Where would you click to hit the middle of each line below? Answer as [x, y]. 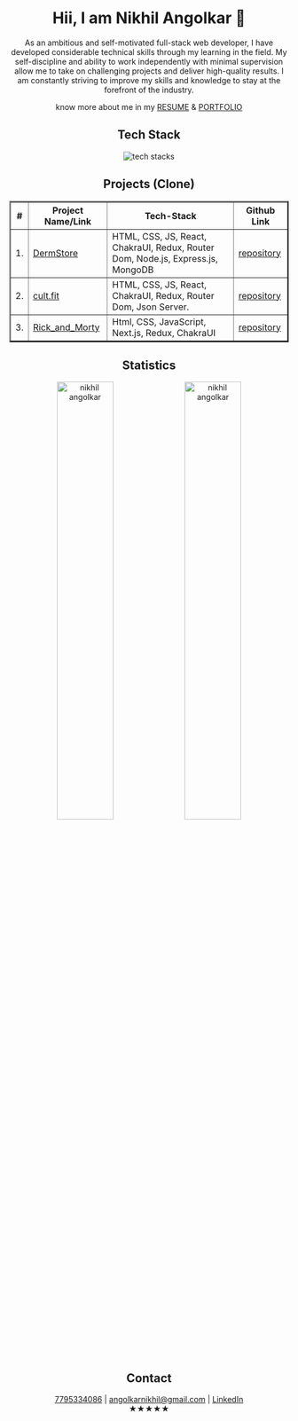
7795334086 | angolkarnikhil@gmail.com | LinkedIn [149, 1400]
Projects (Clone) [149, 184]
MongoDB [133, 270]
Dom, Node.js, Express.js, [165, 258]
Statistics [149, 365]
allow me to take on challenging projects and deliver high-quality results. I [149, 71]
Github [261, 210]
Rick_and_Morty [66, 327]
